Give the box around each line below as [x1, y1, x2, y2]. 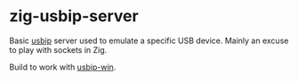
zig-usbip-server [9, 6, 140, 26]
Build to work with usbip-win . [9, 62, 117, 72]
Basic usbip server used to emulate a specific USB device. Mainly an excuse [9, 35, 289, 46]
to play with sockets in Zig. [9, 44, 108, 55]
